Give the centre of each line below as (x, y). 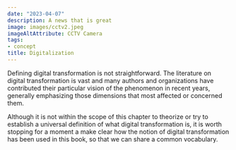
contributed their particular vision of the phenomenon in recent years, (109, 88)
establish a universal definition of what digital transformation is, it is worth (115, 124)
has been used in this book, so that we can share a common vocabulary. (113, 139)
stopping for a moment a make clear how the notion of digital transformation (118, 132)
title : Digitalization (41, 54)
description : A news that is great (60, 20)
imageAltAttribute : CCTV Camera (55, 33)
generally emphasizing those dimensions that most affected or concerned (115, 95)
